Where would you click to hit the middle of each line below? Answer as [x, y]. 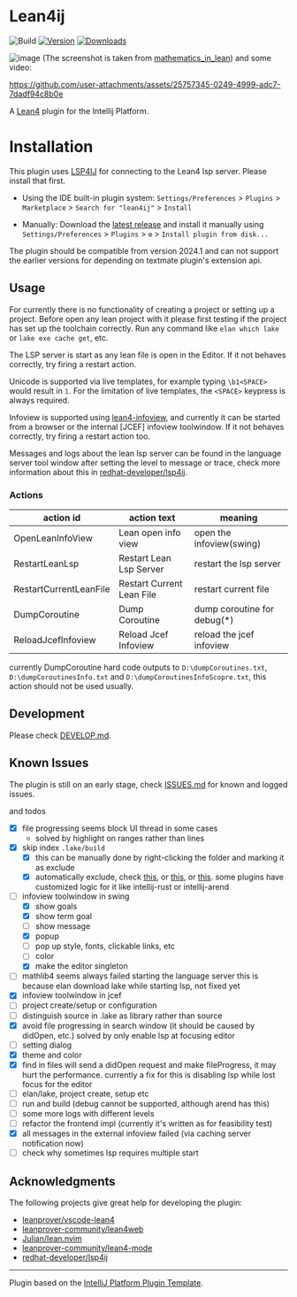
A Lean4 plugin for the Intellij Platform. [79, 111]
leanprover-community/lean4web [83, 1229]
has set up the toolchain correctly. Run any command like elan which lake [145, 328]
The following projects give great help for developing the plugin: [126, 1203]
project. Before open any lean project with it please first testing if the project [148, 318]
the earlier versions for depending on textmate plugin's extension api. [136, 260]
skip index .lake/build [64, 848]
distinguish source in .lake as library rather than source [122, 1016]
